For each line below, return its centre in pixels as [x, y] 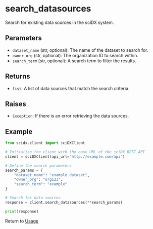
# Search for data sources [33, 198]
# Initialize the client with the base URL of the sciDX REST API [75, 152]
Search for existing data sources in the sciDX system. [60, 22]
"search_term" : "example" [41, 184]
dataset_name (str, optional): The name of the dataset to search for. [80, 50]
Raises [16, 104]
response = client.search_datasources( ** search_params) [64, 202]
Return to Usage [22, 221]
